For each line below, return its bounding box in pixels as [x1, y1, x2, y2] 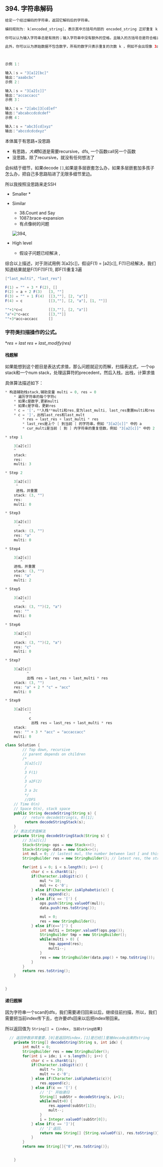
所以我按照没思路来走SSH [5, 181, 57, 187]
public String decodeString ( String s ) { [14, 811, 97, 815]
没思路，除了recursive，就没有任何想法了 [12, 154, 95, 160]
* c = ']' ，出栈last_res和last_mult [14, 412, 85, 417]
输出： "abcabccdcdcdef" [5, 111, 51, 116]
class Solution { [5, 743, 40, 748]
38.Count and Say [19, 210, 55, 216]
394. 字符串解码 [5, 4, 53, 13]
